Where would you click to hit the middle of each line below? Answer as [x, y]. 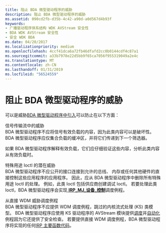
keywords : [15, 24]
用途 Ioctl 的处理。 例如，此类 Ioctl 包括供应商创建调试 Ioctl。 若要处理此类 [81, 183]
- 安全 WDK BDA [20, 38]
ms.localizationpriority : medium [40, 47]
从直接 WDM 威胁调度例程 [32, 200]
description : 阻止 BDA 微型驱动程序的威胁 [45, 14]
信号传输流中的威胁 [25, 125]
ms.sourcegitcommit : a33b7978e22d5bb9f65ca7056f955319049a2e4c [72, 56]
